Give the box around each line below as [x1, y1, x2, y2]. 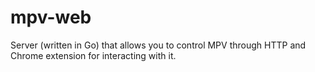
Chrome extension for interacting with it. [10, 49, 177, 61]
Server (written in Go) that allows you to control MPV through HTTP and [10, 39, 307, 51]
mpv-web [10, 6, 92, 29]
